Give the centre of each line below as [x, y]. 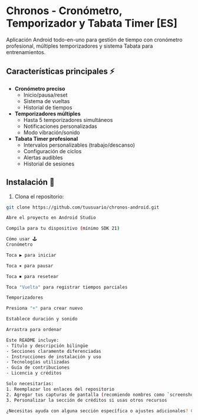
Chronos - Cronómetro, [64, 11]
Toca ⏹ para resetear [32, 276]
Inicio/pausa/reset [45, 95]
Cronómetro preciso [40, 88]
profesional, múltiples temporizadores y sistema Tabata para [80, 46]
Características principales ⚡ [60, 72]
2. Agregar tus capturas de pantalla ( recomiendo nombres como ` [88, 395]
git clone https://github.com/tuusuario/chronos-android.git [83, 207]
